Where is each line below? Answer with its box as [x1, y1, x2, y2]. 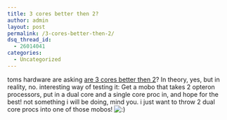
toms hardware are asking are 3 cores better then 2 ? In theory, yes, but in [7, 75, 220, 84]
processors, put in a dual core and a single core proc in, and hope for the [7, 90, 219, 98]
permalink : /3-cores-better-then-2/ [7, 29, 115, 37]
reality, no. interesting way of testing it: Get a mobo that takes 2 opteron [7, 82, 216, 91]
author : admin [7, 17, 49, 24]
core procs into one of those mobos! [7, 105, 113, 113]
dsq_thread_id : [7, 36, 52, 44]
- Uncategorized [13, 56, 61, 63]
